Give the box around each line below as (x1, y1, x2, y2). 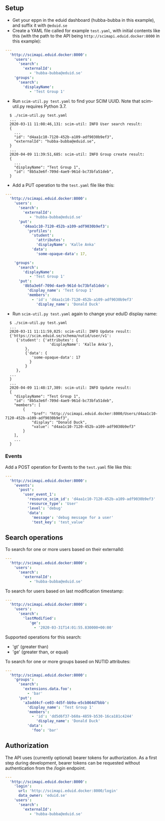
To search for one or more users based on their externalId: (5, 547, 124, 552)
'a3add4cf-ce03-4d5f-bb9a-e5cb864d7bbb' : (23, 700, 110, 705)
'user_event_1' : (23, 492, 56, 497)
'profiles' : (27, 228, 52, 233)
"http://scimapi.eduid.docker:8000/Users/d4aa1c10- (49, 411, 158, 416)
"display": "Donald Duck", (31, 420, 87, 425)
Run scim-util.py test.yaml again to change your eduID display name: (12, 311, 158, 317)
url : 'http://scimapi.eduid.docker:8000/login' (18, 788, 119, 793)
